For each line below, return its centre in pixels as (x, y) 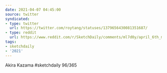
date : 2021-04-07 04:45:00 (33, 10)
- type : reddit (21, 33)
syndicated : (17, 19)
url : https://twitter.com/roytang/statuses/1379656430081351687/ (79, 28)
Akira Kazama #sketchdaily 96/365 (41, 65)
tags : (11, 42)
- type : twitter (22, 23)
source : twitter (22, 14)
